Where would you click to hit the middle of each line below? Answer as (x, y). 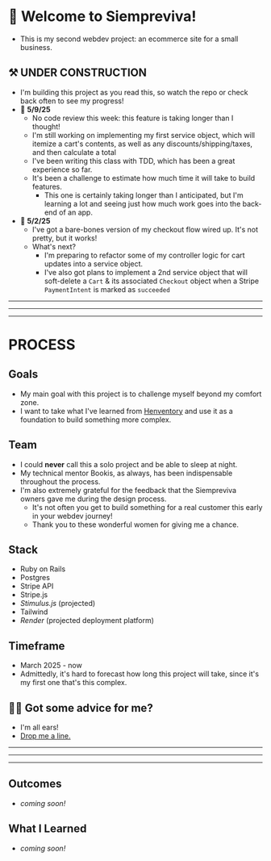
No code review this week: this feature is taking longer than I (133, 118)
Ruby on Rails (43, 569)
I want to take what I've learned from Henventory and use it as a (127, 411)
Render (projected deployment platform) (87, 621)
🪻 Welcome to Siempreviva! (102, 17)
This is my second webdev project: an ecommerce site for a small (129, 39)
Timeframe (37, 646)
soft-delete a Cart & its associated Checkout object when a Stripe (152, 281)
